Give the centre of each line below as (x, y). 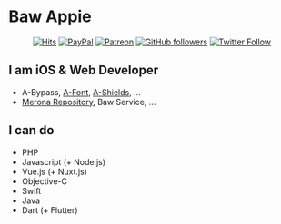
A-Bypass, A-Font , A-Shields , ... (81, 92)
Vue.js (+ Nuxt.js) (55, 171)
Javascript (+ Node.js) (64, 161)
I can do (31, 130)
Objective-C (45, 181)
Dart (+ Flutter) (50, 209)
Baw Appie (50, 17)
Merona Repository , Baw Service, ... (89, 102)
